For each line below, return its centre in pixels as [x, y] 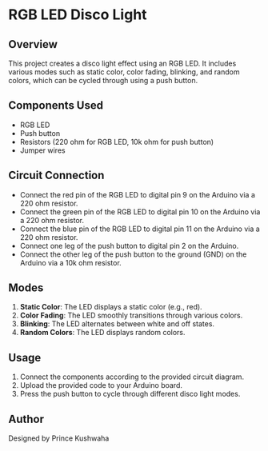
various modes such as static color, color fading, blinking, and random [124, 72]
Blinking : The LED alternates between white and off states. [117, 324]
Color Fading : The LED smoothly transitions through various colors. [131, 315]
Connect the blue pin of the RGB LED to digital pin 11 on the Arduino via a [140, 229]
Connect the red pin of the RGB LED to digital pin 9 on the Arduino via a [138, 194]
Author [26, 419]
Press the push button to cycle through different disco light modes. [130, 394]
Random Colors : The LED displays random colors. [102, 333]
